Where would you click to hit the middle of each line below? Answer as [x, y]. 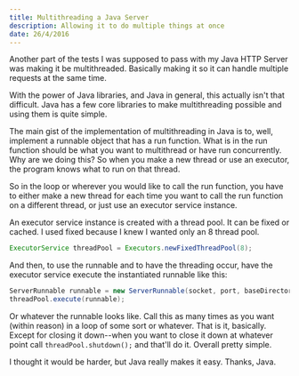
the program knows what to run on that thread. [95, 169]
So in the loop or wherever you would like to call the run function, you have [146, 187]
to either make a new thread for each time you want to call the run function [146, 196]
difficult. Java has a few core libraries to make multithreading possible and [145, 105]
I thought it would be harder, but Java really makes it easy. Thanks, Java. [143, 362]
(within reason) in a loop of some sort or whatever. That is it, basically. [138, 326]
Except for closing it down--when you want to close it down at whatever [141, 335]
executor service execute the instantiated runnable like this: [118, 275]
